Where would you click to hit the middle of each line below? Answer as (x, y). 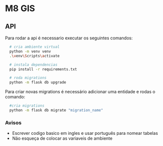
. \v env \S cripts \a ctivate (35, 56)
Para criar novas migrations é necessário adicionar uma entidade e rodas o (80, 92)
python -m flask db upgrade (38, 82)
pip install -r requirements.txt (43, 69)
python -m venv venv (30, 51)
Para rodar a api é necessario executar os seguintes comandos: (69, 38)
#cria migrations (27, 106)
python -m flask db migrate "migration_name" (56, 110)
